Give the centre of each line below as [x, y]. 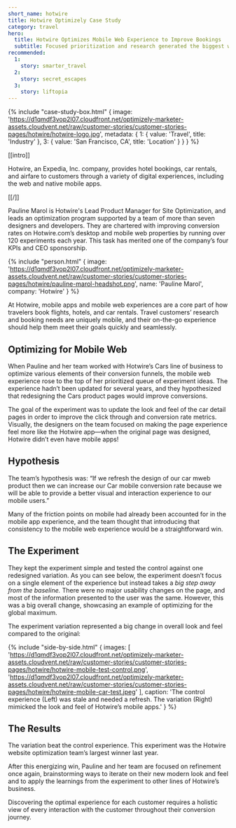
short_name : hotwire [38, 14]
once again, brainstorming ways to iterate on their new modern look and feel [118, 774]
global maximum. [33, 612]
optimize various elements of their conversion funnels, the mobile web [109, 373]
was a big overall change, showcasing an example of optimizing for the [110, 605]
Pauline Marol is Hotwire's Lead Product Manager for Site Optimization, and [117, 211]
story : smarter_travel [54, 66]
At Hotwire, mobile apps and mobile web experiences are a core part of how [118, 305]
